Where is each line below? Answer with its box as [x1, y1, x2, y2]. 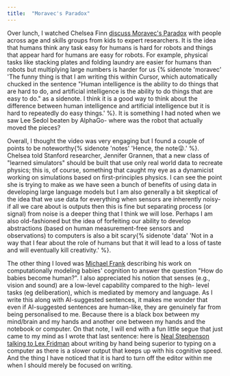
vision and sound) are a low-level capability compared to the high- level [7, 281, 209, 289]
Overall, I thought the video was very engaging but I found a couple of [7, 136, 205, 145]
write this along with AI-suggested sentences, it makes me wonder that [7, 295, 208, 303]
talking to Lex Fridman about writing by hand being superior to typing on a [7, 339, 216, 347]
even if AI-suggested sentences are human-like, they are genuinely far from [7, 303, 221, 311]
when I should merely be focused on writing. [7, 361, 133, 369]
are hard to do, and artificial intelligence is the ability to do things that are [7, 87, 214, 95]
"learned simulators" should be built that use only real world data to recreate [7, 158, 223, 166]
